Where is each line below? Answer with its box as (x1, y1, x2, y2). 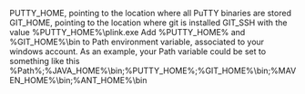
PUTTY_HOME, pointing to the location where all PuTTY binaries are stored (9, 8, 291, 18)
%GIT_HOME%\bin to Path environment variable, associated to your (9, 36, 265, 47)
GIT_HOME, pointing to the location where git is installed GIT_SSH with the (9, 17, 288, 28)
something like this (9, 56, 80, 66)
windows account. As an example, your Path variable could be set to (9, 46, 267, 57)
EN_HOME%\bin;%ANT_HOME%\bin (9, 75, 147, 85)
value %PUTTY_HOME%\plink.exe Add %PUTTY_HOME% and (9, 27, 246, 37)
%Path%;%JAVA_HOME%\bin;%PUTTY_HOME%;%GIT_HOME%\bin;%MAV (9, 65, 297, 76)
